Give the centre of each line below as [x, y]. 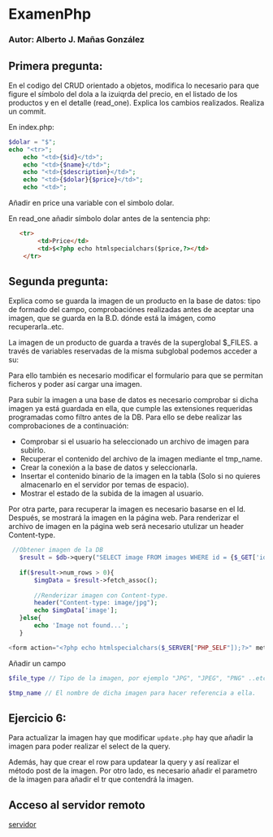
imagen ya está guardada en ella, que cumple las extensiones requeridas [131, 409]
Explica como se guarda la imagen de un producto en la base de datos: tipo [135, 301]
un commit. [27, 111]
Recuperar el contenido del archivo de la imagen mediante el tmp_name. [141, 459]
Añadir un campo [37, 663]
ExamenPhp [50, 14]
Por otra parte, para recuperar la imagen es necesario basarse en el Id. [127, 510]
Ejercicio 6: [37, 718]
